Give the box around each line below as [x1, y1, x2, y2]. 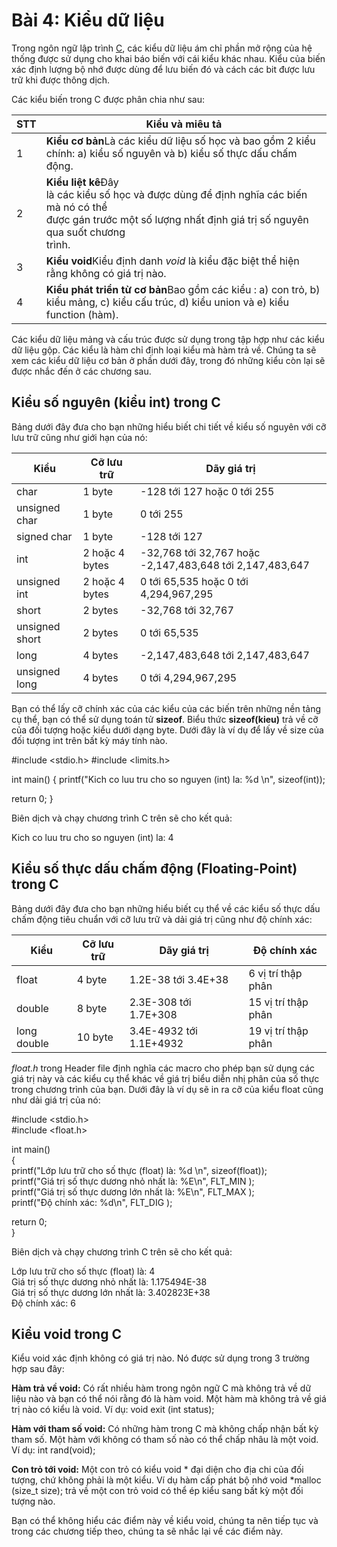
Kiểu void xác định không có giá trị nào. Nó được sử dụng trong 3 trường [11, 1352, 310, 1364]
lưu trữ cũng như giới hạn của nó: [11, 431, 148, 443]
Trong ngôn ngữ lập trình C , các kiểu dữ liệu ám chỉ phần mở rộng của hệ [11, 42, 313, 54]
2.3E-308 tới [129, 995, 192, 1009]
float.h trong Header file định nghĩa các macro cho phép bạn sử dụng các [11, 1062, 316, 1074]
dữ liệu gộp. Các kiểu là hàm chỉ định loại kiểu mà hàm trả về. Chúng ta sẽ [11, 344, 317, 356]
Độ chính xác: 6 [11, 1297, 76, 1309]
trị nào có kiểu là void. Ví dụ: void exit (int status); [11, 1404, 215, 1416]
